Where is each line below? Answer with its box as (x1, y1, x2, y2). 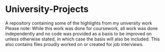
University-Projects (5, 3, 89, 15)
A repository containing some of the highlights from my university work (5, 20, 152, 26)
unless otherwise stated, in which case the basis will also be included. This (5, 36, 160, 42)
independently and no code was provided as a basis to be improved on (5, 30, 152, 36)
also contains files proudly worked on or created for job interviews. (5, 41, 144, 47)
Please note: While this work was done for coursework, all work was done (5, 25, 158, 31)
